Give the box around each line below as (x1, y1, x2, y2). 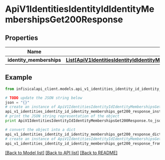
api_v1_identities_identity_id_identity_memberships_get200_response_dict (5, 132, 162, 137)
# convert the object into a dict (5, 127, 76, 132)
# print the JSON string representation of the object (5, 114, 120, 119)
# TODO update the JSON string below (5, 95, 82, 100)
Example (5, 73, 32, 82)
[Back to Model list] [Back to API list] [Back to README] (5, 150, 118, 156)
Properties (5, 34, 38, 42)
